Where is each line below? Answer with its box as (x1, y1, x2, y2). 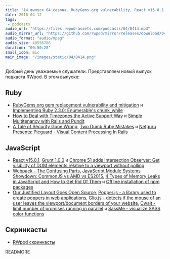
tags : (5, 17, 17, 22)
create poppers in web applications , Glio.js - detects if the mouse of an (12, 195, 161, 201)
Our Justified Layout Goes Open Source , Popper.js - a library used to (12, 190, 156, 195)
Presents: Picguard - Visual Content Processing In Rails (12, 129, 128, 135)
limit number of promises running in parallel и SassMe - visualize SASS (12, 206, 161, 211)
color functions (12, 211, 45, 217)
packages (12, 184, 34, 190)
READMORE (5, 249, 30, 255)
